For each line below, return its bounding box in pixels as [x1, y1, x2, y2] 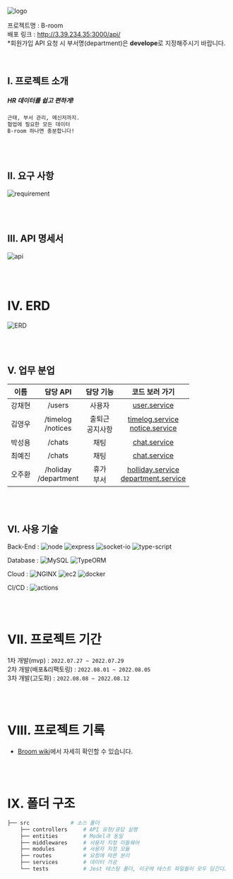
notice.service [129, 424, 177, 433]
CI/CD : [7, 583, 29, 592]
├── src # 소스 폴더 [7, 819, 100, 826]
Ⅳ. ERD [7, 297, 51, 313]
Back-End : [7, 542, 40, 551]
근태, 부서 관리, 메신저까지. [7, 114, 80, 121]
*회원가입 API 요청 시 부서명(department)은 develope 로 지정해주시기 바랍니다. [7, 39, 226, 47]
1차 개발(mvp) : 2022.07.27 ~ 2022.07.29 [7, 657, 124, 665]
